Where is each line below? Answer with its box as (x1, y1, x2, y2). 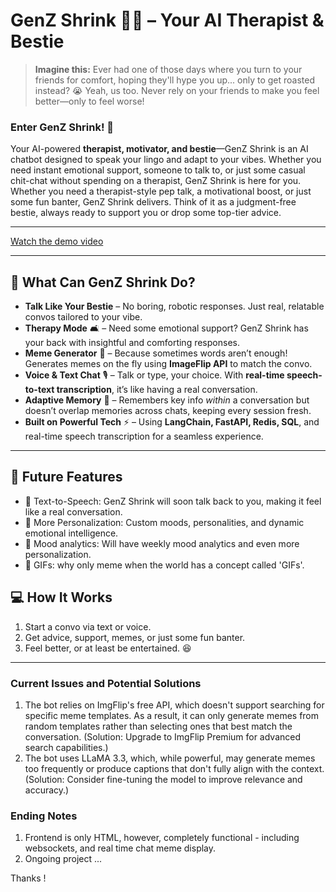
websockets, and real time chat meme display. (24, 842, 217, 854)
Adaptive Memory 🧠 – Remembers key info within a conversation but (24, 394, 310, 406)
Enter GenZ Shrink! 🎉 (10, 120, 115, 134)
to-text (24, 384, 55, 396)
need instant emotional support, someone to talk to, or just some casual (10, 164, 306, 176)
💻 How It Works (10, 589, 113, 606)
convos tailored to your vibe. (24, 311, 143, 323)
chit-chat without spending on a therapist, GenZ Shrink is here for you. (10, 175, 302, 187)
